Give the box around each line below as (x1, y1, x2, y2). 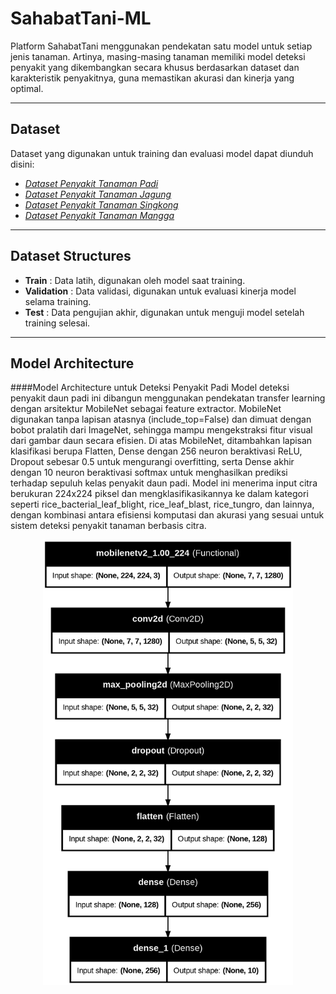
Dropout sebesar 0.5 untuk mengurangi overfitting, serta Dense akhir (10, 456, 295, 468)
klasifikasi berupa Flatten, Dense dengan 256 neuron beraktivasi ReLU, (10, 445, 303, 457)
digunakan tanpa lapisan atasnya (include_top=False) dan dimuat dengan (10, 413, 312, 426)
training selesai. (24, 317, 91, 329)
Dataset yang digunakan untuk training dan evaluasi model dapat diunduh (10, 147, 314, 159)
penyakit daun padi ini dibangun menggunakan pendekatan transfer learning (10, 392, 326, 404)
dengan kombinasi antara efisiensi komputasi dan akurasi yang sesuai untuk (10, 509, 325, 521)
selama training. (24, 295, 92, 307)
